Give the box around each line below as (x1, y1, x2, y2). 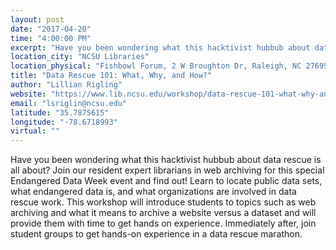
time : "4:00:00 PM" (10, 33, 92, 43)
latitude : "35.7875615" (10, 107, 110, 118)
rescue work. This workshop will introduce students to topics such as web (10, 196, 317, 208)
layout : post (10, 14, 65, 25)
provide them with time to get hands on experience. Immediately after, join (10, 217, 317, 230)
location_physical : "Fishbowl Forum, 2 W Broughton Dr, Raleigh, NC (10, 61, 302, 71)
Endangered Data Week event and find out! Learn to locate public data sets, (10, 175, 323, 187)
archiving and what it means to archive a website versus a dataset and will (10, 207, 317, 219)
